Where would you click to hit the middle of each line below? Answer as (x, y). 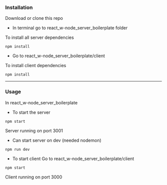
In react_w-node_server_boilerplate (42, 102)
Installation (19, 7)
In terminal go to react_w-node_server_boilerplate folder (70, 28)
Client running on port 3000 (34, 177)
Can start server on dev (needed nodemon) (57, 140)
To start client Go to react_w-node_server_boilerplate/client (73, 159)
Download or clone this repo (34, 18)
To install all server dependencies (40, 38)
